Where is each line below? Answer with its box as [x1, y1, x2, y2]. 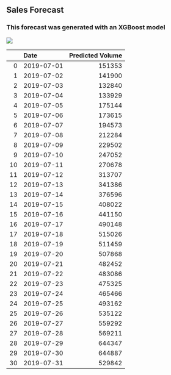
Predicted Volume [69, 51, 123, 60]
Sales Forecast [6, 5, 64, 15]
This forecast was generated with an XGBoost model [6, 23, 166, 32]
